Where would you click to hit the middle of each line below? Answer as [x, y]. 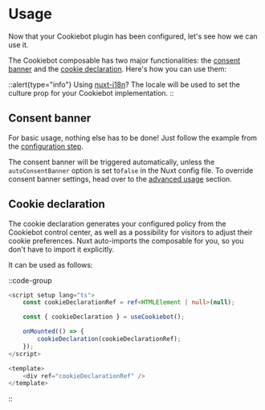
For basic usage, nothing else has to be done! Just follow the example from [133, 137]
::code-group [30, 280]
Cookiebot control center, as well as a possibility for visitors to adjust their [130, 232]
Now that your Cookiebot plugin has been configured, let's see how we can [133, 36]
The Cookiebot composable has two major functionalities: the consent [124, 60]
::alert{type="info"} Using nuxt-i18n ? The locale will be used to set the [124, 84]
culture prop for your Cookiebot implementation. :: [91, 92]
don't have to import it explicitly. [61, 249]
